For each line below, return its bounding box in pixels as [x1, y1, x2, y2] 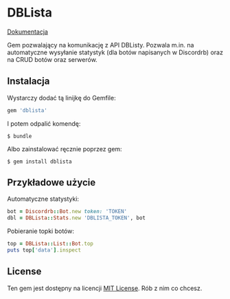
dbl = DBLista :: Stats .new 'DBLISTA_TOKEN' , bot [7, 214, 146, 221]
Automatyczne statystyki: [7, 195, 80, 203]
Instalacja [7, 76, 50, 87]
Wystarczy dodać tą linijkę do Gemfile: [7, 93, 116, 102]
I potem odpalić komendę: [7, 119, 81, 128]
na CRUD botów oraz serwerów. [7, 55, 97, 63]
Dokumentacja [7, 27, 48, 36]
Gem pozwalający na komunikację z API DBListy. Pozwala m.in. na [7, 41, 194, 49]
